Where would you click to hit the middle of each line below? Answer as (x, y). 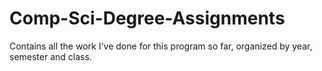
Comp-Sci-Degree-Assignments (147, 18)
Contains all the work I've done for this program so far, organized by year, (161, 46)
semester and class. (50, 56)
